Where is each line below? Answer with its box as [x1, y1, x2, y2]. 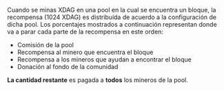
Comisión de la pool [17, 41, 74, 49]
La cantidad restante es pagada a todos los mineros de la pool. [7, 76, 188, 84]
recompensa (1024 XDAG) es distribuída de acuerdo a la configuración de [7, 13, 217, 21]
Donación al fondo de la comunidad [17, 63, 119, 70]
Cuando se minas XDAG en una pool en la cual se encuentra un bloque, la [7, 6, 216, 14]
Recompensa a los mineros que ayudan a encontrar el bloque [17, 55, 192, 64]
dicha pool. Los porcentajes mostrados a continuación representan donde [7, 21, 217, 28]
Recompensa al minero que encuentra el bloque [17, 48, 154, 56]
